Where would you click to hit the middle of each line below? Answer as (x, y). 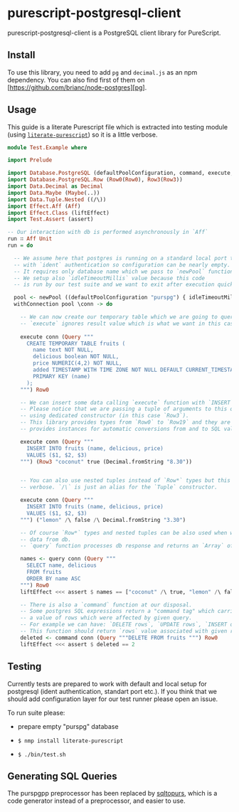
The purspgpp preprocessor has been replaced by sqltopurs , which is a (112, 794)
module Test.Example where (47, 147)
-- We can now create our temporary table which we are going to (119, 317)
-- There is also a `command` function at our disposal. (106, 605)
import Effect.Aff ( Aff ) (44, 206)
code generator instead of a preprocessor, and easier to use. (96, 801)
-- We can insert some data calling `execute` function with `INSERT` (127, 402)
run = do (20, 246)
